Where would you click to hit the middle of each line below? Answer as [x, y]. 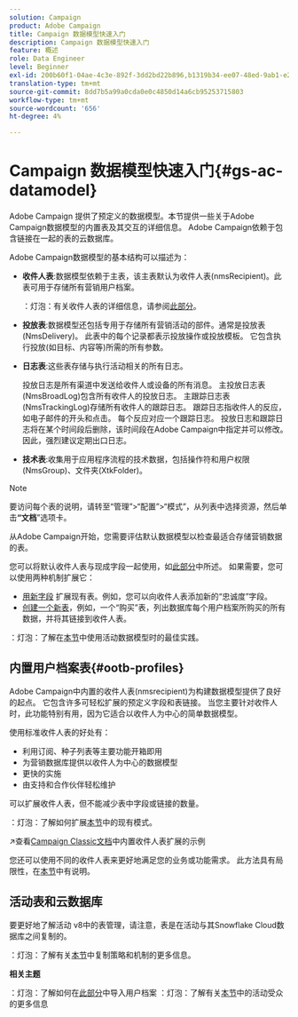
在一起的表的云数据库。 [75, 238]
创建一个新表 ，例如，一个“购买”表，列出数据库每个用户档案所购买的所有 [154, 608]
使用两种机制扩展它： [55, 577]
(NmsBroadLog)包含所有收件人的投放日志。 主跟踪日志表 [126, 396]
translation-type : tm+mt [55, 83]
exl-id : [24, 75]
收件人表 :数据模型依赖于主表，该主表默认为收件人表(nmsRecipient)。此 [152, 276]
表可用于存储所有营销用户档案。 [80, 287]
